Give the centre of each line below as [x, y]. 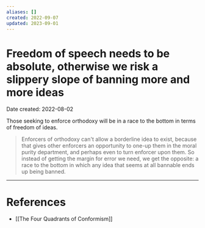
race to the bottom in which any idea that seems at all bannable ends [108, 165]
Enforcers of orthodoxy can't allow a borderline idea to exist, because [109, 139]
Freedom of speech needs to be [88, 53]
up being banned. [43, 172]
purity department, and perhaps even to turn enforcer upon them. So [108, 152]
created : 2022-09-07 [33, 18]
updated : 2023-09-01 [33, 23]
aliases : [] [21, 12]
